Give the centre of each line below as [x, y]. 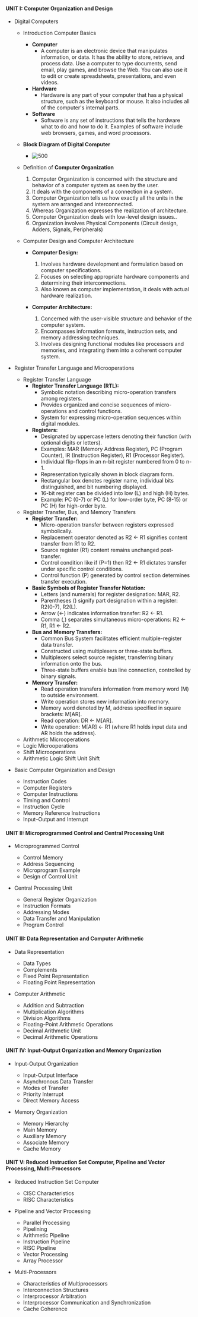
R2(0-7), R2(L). [59, 607]
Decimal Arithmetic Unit [52, 1031]
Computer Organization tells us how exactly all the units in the [107, 198]
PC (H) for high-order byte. [74, 506]
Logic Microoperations [50, 746]
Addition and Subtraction [53, 1005]
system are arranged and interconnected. [83, 204]
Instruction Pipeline [47, 1242]
